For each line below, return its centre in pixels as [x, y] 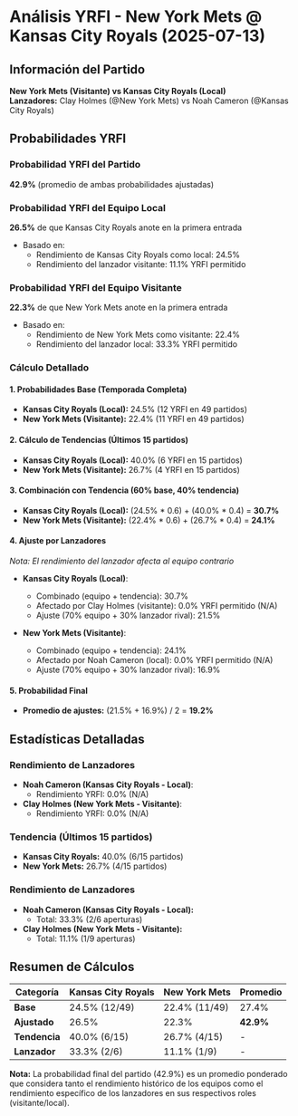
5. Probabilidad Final [49, 690]
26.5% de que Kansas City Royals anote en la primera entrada [126, 227]
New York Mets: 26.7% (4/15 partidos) [95, 866]
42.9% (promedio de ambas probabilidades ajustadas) [112, 184]
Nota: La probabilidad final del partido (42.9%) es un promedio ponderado [149, 1074]
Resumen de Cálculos [72, 967]
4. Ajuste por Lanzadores [58, 541]
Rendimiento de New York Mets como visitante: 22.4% [138, 335]
